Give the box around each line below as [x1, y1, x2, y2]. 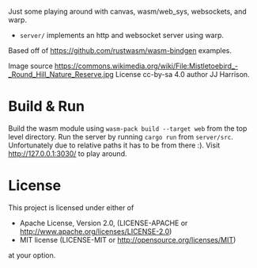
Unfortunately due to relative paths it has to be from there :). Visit [8, 140, 221, 150]
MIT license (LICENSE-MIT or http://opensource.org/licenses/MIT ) [19, 235, 236, 244]
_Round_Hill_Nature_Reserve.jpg [8, 70, 115, 78]
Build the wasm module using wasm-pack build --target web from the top [8, 123, 248, 133]
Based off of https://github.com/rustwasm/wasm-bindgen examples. [8, 46, 232, 55]
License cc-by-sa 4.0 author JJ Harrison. [115, 70, 251, 78]
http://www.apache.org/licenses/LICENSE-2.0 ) [19, 226, 172, 236]
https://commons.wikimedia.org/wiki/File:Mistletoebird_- [54, 61, 239, 71]
